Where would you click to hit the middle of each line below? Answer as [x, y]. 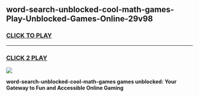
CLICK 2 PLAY [27, 58]
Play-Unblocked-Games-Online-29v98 [80, 19]
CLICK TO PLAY [29, 36]
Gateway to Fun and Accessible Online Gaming [65, 88]
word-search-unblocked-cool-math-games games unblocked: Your [91, 81]
